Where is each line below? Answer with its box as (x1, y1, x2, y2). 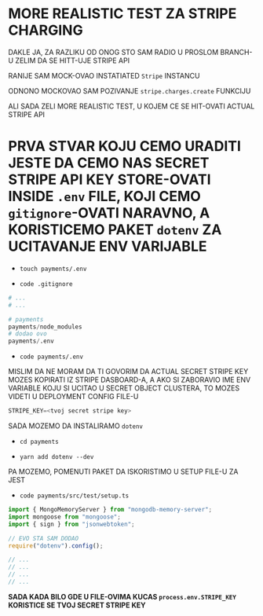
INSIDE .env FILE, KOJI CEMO (8, 188, 202, 205)
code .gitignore (19, 280, 73, 288)
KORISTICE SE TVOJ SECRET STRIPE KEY (8, 600, 147, 610)
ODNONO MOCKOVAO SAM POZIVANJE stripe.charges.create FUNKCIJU (8, 86, 251, 95)
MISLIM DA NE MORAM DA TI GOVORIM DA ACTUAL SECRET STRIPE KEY (8, 367, 249, 376)
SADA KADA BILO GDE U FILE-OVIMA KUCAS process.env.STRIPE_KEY (8, 592, 237, 601)
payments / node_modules (8, 323, 82, 331)
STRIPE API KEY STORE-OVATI (8, 170, 211, 189)
